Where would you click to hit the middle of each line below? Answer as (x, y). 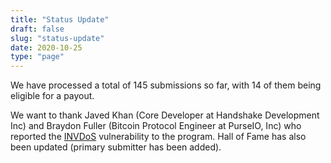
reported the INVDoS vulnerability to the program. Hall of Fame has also (158, 137)
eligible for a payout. (52, 96)
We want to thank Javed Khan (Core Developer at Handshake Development (165, 115)
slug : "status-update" (57, 38)
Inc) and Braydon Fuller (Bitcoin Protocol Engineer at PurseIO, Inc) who (156, 126)
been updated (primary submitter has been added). (116, 147)
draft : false (37, 29)
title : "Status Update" (60, 19)
